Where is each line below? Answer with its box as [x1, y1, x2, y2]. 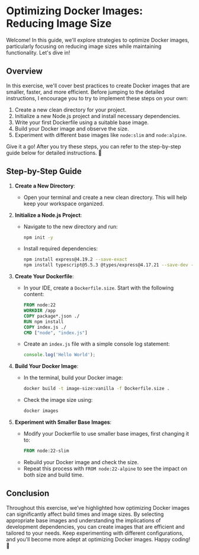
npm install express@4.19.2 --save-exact [23, 256, 127, 262]
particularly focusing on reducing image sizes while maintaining [6, 43, 162, 50]
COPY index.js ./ [23, 324, 67, 330]
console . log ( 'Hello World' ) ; [23, 352, 96, 358]
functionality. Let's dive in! [6, 49, 70, 56]
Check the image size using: [23, 397, 93, 404]
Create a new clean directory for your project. [14, 106, 127, 113]
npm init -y [23, 234, 53, 240]
